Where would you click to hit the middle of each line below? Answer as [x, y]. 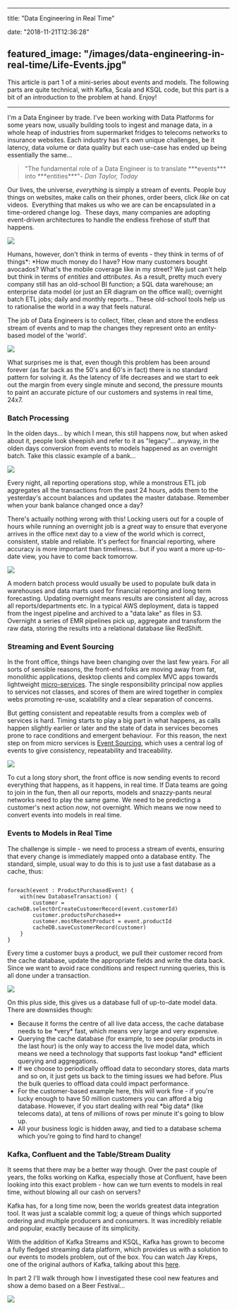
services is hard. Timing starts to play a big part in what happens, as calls [114, 721]
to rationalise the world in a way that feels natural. [80, 306]
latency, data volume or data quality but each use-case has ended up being [117, 147]
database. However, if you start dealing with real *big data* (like [110, 1106]
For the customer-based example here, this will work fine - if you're [115, 1090]
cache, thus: [25, 871]
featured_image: [44, 54]
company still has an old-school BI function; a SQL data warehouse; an [110, 284]
